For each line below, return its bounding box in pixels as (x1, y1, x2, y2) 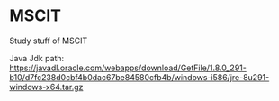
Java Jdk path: (9, 52, 65, 63)
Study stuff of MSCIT (9, 35, 88, 46)
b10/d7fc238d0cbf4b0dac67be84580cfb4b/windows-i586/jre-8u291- (9, 71, 270, 82)
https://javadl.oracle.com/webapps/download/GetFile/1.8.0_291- (9, 62, 247, 73)
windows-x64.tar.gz (9, 81, 84, 92)
